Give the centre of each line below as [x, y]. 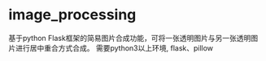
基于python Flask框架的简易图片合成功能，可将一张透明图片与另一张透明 [130, 38]
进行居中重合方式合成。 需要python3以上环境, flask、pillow [114, 48]
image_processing [72, 15]
